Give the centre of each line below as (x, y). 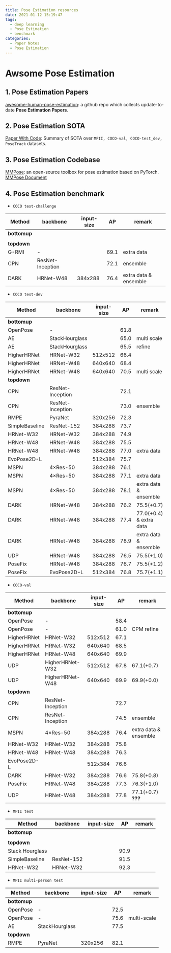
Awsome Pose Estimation (60, 73)
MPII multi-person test (38, 881)
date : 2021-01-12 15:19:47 (34, 15)
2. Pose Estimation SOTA (45, 126)
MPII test (23, 812)
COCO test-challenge (34, 207)
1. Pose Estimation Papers (47, 92)
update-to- (152, 104)
